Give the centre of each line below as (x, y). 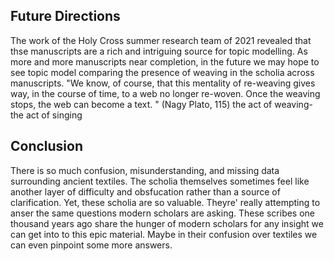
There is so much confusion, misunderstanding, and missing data (145, 170)
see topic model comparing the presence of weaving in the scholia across (162, 72)
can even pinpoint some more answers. (91, 245)
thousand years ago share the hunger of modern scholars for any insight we (167, 223)
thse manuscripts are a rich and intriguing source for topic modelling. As (159, 51)
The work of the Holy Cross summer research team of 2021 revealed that (161, 40)
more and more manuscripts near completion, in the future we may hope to (165, 61)
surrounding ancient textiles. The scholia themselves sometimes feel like (160, 181)
